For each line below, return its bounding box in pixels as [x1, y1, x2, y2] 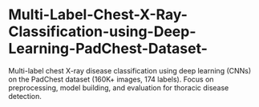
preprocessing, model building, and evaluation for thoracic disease [8, 82, 229, 93]
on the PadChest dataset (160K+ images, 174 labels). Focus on [8, 74, 214, 84]
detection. [8, 91, 42, 101]
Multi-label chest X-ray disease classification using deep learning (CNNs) [8, 65, 252, 75]
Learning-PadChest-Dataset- [8, 40, 208, 57]
